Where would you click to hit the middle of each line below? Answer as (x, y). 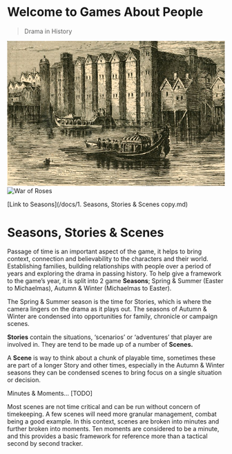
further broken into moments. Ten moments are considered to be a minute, (113, 429)
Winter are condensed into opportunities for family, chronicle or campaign (112, 316)
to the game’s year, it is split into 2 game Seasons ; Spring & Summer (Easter (115, 281)
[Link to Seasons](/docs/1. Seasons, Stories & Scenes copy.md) (98, 204)
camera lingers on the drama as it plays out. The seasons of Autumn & (107, 309)
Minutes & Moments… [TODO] (50, 393)
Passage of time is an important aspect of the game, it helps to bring (105, 252)
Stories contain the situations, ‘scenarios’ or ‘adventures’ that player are (110, 337)
